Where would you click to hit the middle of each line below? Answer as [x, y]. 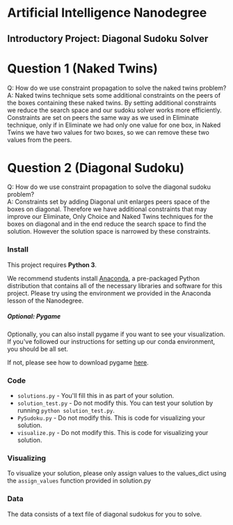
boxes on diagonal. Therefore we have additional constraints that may [107, 209]
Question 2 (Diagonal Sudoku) [96, 168]
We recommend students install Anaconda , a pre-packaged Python [104, 278]
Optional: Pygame [34, 317]
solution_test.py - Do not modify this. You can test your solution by [115, 403]
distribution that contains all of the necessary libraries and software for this [115, 286]
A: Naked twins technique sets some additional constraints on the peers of [114, 95]
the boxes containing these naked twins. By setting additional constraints [112, 102]
